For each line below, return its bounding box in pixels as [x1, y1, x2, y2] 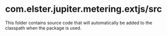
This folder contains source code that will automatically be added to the [5, 20, 153, 26]
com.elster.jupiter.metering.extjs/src [5, 3, 162, 15]
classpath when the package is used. [5, 25, 82, 31]
